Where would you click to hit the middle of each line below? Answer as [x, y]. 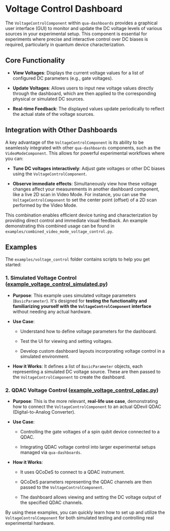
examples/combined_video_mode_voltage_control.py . [59, 231]
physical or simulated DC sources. [48, 99]
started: [13, 265]
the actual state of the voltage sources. [54, 114]
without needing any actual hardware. [52, 311]
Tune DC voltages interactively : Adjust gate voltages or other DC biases [89, 168]
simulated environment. [45, 356]
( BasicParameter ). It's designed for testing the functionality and [80, 301]
